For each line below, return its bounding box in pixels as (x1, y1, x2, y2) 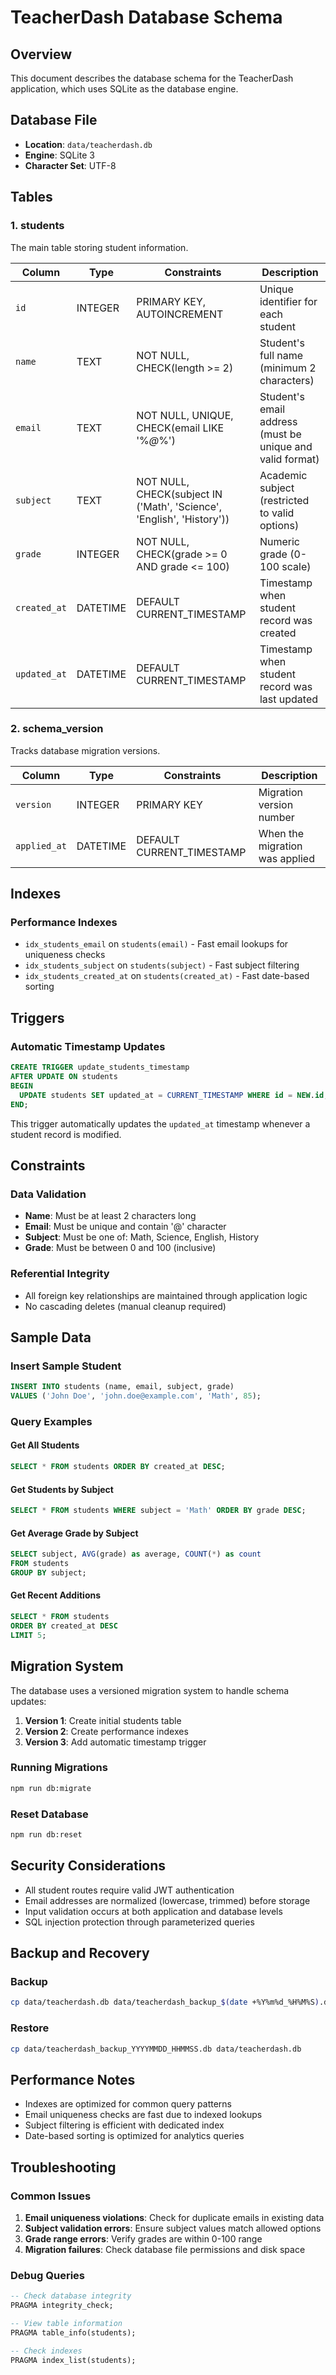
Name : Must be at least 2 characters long (24, 1210, 197, 1222)
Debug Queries (10, 2268, 85, 2282)
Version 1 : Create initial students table (24, 1714, 182, 1726)
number (258, 810, 295, 824)
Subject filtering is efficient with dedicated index (24, 2119, 225, 2131)
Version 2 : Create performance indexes (24, 1725, 189, 1737)
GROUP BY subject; (10, 1568, 87, 1578)
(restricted (259, 493, 310, 507)
